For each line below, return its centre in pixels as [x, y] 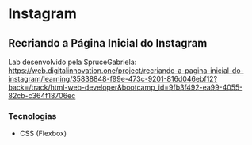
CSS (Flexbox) [43, 134]
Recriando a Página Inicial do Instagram [108, 43]
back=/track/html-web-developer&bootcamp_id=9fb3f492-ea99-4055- [126, 87]
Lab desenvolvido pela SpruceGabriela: [73, 62]
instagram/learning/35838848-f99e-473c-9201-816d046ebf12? [113, 79]
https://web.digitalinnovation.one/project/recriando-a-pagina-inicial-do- [126, 71]
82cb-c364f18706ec [42, 95]
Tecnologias [32, 116]
